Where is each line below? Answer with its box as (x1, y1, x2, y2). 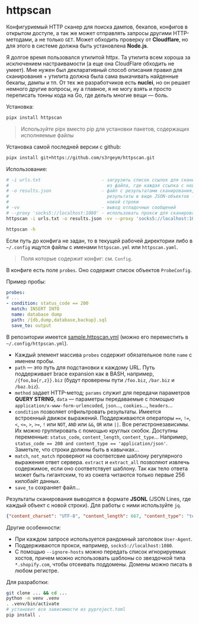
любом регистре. (14, 567, 59, 574)
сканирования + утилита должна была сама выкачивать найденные (6, 73, 179, 80)
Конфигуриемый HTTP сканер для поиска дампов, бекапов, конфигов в (6, 23, 188, 30)
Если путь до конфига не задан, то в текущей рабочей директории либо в (6, 237, 193, 244)
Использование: (6, 165, 47, 172)
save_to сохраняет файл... (14, 484, 80, 491)
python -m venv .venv (6, 595, 60, 601)
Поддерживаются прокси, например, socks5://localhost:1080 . (14, 541, 174, 549)
